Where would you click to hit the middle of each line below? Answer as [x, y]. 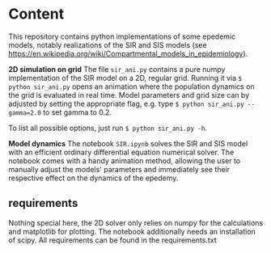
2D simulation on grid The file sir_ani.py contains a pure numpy [117, 69]
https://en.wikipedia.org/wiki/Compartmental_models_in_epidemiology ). [128, 53]
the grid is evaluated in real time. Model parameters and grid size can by [129, 95]
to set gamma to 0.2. [77, 112]
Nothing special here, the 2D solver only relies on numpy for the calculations [136, 222]
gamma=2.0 [25, 113]
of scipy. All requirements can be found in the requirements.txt [112, 240]
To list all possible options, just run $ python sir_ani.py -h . [108, 128]
